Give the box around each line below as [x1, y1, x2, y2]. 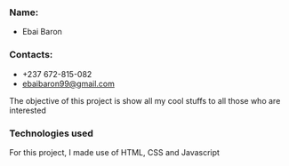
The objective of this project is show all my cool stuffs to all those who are [9, 95, 281, 106]
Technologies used [9, 127, 93, 139]
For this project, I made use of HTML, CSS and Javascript [9, 146, 221, 157]
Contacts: [9, 49, 53, 61]
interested [9, 105, 47, 115]
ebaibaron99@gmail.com [21, 78, 116, 89]
